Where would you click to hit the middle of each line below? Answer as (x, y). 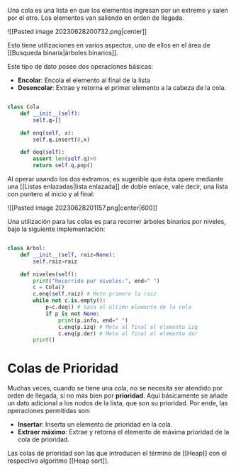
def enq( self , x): (47, 133)
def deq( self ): (43, 152)
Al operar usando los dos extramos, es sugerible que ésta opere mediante (116, 179)
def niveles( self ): (49, 274)
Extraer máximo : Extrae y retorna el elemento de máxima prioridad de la (123, 432)
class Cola (23, 107)
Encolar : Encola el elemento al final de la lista (84, 80)
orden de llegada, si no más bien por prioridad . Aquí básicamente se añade (118, 395)
